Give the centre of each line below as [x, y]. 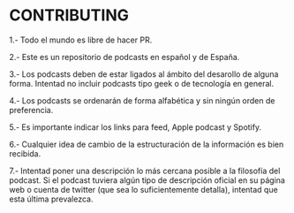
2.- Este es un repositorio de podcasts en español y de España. [124, 57]
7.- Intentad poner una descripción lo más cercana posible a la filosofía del [145, 171]
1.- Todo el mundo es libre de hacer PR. [81, 40]
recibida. [25, 153]
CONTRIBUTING [69, 15]
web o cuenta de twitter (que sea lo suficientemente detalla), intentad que [143, 189]
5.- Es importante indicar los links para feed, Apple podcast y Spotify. [136, 127]
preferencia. [31, 110]
